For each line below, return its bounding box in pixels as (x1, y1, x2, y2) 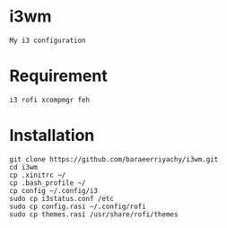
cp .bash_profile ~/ (9, 178, 87, 188)
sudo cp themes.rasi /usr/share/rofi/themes (9, 209, 179, 219)
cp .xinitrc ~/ (9, 171, 66, 180)
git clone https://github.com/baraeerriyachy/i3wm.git (9, 154, 219, 163)
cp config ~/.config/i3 (9, 186, 99, 195)
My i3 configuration (9, 36, 87, 45)
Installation (9, 126, 95, 145)
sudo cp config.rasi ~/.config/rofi (9, 202, 146, 211)
